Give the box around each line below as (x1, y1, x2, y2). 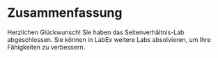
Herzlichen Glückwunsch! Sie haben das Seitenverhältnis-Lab (7, 28, 185, 36)
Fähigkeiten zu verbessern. (7, 43, 86, 51)
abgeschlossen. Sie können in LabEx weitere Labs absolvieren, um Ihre (7, 35, 211, 43)
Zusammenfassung (7, 5, 123, 21)
